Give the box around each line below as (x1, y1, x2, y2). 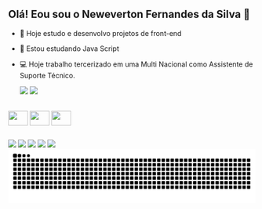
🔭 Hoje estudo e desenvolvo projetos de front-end (19, 28, 182, 38)
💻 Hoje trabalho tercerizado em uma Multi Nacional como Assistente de (19, 59, 253, 69)
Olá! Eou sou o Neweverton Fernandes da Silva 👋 (8, 8, 251, 21)
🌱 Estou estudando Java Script (19, 44, 119, 53)
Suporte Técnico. (19, 70, 76, 80)
